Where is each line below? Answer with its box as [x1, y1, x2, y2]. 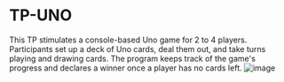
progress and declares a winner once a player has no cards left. [9, 63, 242, 73]
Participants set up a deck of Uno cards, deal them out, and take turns [9, 43, 266, 54]
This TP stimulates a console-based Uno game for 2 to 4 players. [9, 34, 248, 45]
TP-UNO [9, 5, 73, 26]
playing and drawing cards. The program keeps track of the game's [9, 53, 256, 63]
